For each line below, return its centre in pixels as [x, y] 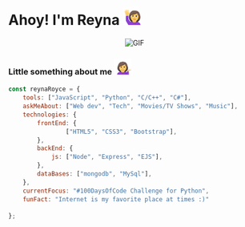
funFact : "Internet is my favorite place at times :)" [116, 199]
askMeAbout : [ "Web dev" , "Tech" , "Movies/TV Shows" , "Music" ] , [131, 107]
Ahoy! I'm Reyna [64, 20]
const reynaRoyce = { [44, 89]
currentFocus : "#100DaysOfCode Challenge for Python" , [116, 191]
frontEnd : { [57, 123]
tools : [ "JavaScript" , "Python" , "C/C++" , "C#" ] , [107, 98]
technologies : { [50, 115]
